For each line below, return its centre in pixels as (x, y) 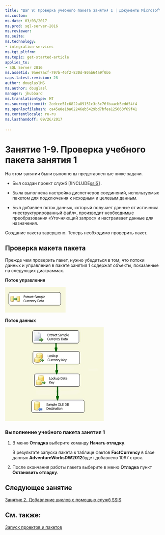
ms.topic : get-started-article (37, 57)
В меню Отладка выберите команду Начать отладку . (69, 442)
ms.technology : (21, 42)
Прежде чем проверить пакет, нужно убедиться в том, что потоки (75, 260)
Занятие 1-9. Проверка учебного (75, 150)
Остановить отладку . (35, 472)
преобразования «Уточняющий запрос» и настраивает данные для (83, 218)
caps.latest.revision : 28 (31, 78)
